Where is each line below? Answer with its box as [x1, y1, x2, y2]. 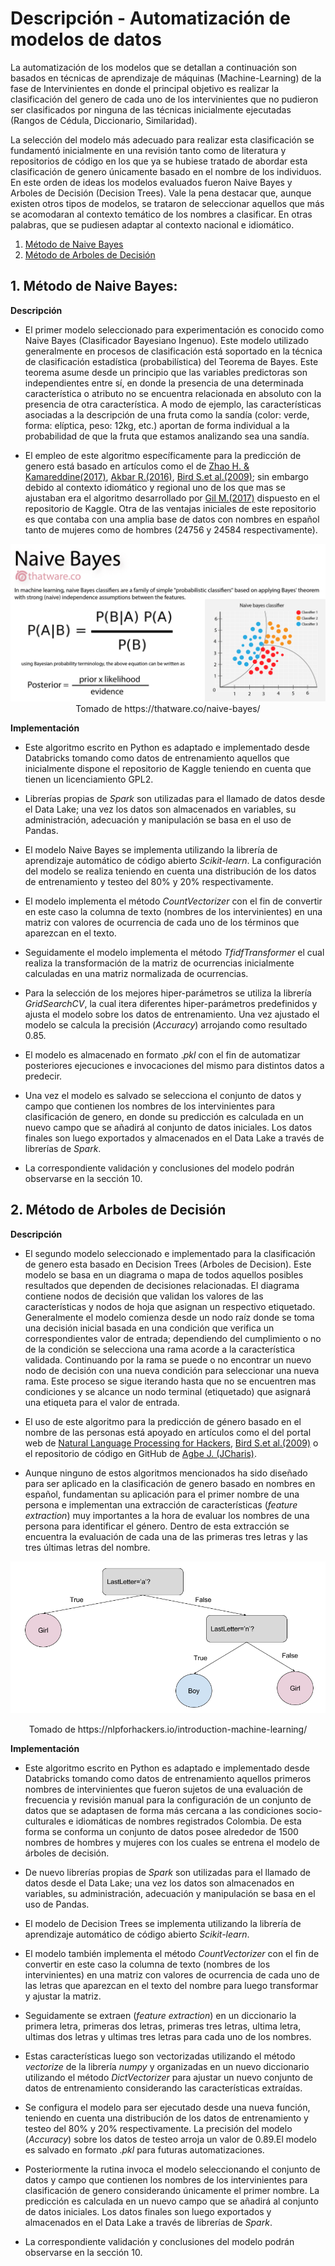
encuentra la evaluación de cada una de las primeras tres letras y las [24, 1530, 308, 1542]
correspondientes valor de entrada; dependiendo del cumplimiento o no [24, 1332, 322, 1344]
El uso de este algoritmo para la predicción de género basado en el [24, 1415, 302, 1427]
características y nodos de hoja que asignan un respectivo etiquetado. [24, 1300, 316, 1312]
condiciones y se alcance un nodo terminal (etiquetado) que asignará [24, 1385, 312, 1397]
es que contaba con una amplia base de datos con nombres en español [24, 513, 320, 525]
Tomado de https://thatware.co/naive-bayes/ [75, 702, 261, 714]
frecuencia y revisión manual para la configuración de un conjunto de [24, 1794, 312, 1806]
